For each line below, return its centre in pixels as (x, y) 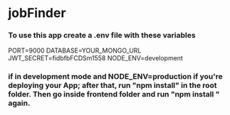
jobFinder (37, 13)
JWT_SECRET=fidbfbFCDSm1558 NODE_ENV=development (96, 58)
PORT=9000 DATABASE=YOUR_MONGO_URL (75, 50)
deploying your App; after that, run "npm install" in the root (113, 85)
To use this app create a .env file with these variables (102, 35)
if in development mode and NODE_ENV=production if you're (115, 77)
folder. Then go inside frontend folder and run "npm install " (114, 94)
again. (19, 103)
